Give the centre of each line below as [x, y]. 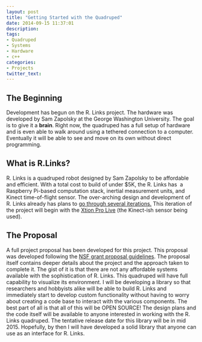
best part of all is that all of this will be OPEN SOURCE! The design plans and [101, 308]
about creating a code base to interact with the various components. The [97, 301]
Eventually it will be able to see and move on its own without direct [89, 138]
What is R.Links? [38, 163]
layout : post [23, 12]
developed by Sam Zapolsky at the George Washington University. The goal [100, 119]
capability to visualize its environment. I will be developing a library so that [99, 282]
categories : [21, 62]
